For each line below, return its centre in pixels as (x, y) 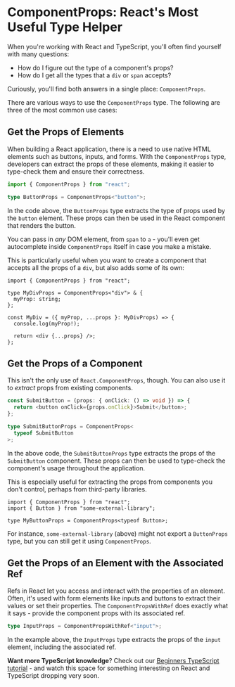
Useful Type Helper (65, 27)
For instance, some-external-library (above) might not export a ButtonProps (118, 533)
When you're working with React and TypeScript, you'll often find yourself (114, 46)
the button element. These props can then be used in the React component (116, 218)
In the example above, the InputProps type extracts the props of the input (114, 640)
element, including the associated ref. (62, 647)
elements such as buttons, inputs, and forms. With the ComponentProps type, (117, 156)
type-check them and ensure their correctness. (76, 171)
